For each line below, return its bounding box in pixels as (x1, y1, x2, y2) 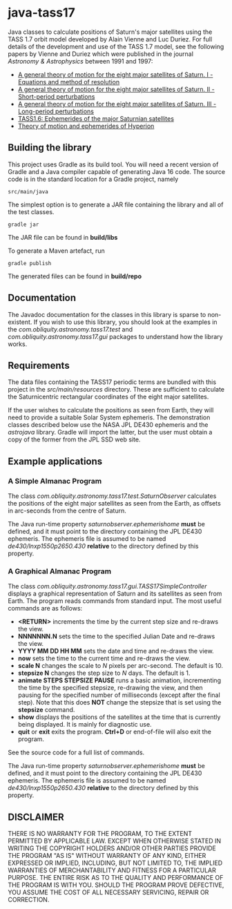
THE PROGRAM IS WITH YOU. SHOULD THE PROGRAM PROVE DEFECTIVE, (8, 881, 224, 889)
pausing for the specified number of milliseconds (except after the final (17, 691, 220, 699)
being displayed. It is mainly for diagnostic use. (17, 720, 152, 729)
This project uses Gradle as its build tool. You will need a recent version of (8, 160, 219, 169)
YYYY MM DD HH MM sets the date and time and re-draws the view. (17, 647, 214, 656)
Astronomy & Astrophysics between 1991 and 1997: (8, 57, 153, 65)
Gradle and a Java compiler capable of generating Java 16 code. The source (8, 167, 226, 175)
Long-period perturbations (17, 107, 95, 115)
